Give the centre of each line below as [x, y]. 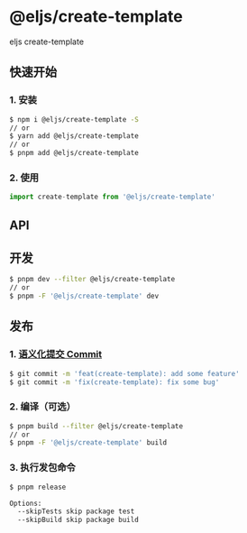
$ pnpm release [38, 487]
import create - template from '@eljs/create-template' [113, 197]
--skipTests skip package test [76, 511]
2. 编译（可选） [43, 407]
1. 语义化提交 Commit [55, 354]
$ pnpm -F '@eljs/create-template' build [88, 443]
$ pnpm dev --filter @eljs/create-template [92, 280]
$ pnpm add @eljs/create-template [74, 153]
